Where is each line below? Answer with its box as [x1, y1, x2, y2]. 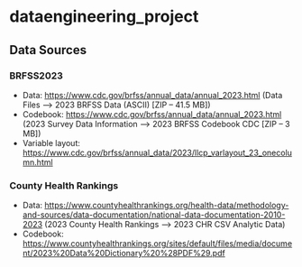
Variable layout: [22, 137, 81, 148]
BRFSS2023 [9, 69, 63, 82]
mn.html [22, 156, 53, 168]
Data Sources [9, 42, 87, 58]
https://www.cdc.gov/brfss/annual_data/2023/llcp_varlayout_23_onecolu [22, 147, 293, 158]
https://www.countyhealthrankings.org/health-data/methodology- [44, 200, 289, 211]
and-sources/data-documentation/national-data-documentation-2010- [22, 209, 286, 220]
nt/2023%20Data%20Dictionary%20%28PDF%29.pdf [22, 248, 225, 259]
